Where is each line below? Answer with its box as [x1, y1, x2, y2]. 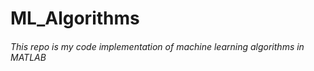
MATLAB [10, 51, 47, 63]
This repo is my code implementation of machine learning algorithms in [10, 40, 305, 52]
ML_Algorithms [10, 7, 140, 30]
